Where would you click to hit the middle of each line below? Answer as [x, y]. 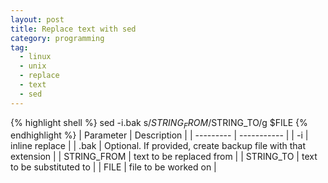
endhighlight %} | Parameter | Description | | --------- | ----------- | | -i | [159, 135]
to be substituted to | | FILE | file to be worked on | [113, 167]
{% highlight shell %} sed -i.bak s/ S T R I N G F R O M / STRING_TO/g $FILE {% [159, 123]
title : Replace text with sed [73, 29]
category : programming [57, 38]
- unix [33, 66]
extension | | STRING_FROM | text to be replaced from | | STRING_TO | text [164, 157]
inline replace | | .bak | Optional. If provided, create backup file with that [158, 146]
